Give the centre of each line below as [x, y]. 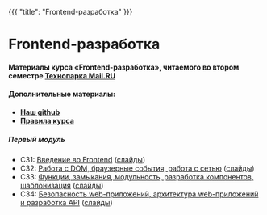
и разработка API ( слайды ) [66, 202]
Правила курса [47, 120]
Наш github [40, 112]
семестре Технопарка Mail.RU [62, 75]
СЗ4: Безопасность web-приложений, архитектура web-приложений [139, 194]
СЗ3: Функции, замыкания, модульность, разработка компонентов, [137, 176]
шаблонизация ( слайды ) [62, 185]
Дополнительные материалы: [62, 94]
